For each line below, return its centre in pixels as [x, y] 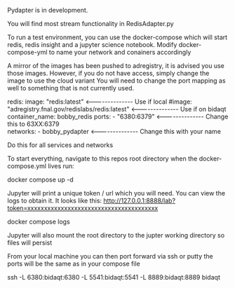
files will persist [30, 242]
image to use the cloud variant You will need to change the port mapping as [116, 81]
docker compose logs [39, 221]
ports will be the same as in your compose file [74, 263]
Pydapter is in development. [48, 10]
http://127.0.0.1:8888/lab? [140, 200]
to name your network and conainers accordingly [120, 52]
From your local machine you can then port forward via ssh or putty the [110, 256]
